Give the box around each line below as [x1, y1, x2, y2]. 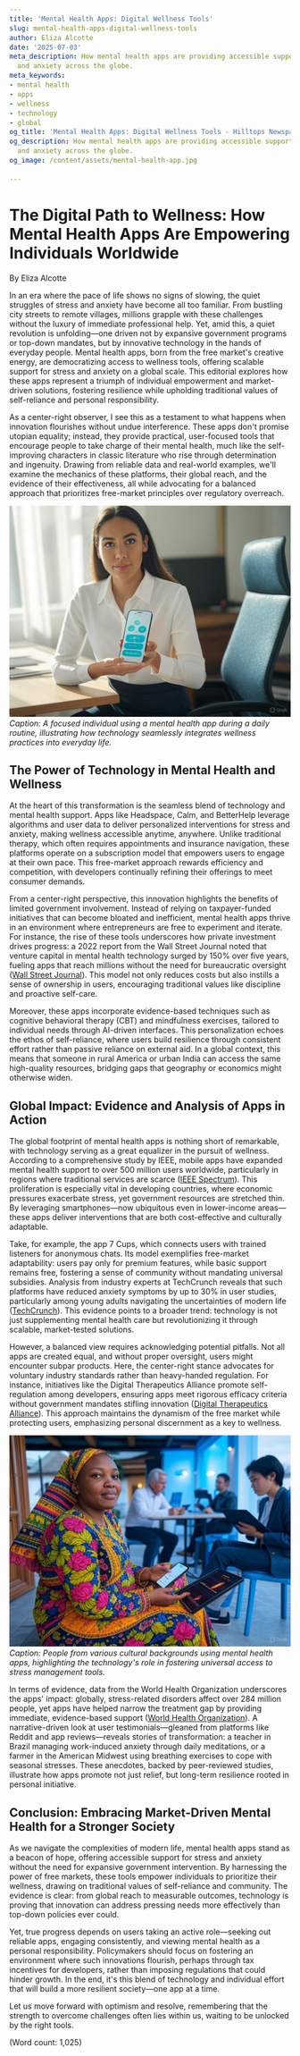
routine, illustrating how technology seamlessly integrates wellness [9, 727, 256, 737]
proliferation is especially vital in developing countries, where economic [9, 1184, 273, 1194]
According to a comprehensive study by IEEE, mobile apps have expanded [9, 1155, 283, 1166]
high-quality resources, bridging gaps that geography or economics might [9, 1063, 282, 1074]
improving [9, 450, 46, 460]
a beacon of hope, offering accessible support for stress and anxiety [9, 1852, 262, 1863]
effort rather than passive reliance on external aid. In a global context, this [9, 1044, 281, 1055]
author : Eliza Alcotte [9, 33, 94, 42]
